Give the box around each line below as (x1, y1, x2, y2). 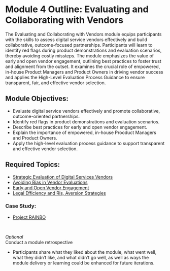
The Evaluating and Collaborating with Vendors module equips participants (5, 31, 162, 37)
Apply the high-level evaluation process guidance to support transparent (12, 140, 165, 146)
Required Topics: (5, 160, 60, 169)
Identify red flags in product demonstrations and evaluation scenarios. (12, 118, 160, 125)
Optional (5, 233, 23, 240)
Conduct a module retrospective (5, 239, 73, 245)
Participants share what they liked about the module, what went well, (12, 249, 157, 255)
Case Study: (5, 202, 37, 210)
